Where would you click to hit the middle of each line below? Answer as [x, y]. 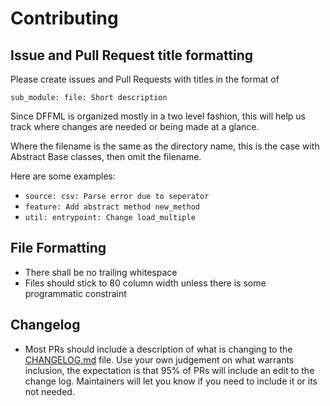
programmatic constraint [75, 293]
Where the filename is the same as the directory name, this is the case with [165, 146]
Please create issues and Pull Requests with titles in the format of [145, 79]
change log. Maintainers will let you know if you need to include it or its [171, 381]
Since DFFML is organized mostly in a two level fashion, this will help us [158, 116]
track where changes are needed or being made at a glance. [135, 126]
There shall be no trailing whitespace [101, 272]
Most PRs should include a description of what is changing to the [158, 349]
